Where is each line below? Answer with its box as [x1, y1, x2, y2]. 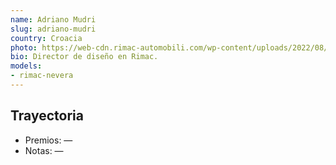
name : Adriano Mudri [10, 14, 97, 25]
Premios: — [24, 134, 73, 146]
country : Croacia [10, 33, 83, 43]
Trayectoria [10, 107, 84, 125]
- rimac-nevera [10, 71, 74, 81]
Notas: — [24, 144, 64, 156]
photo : [10, 42, 38, 53]
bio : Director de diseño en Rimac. [10, 52, 159, 62]
